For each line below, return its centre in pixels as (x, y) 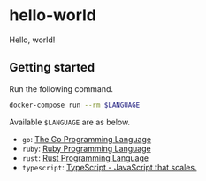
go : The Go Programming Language (87, 139)
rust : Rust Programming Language (85, 158)
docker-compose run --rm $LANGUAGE (75, 105)
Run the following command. (61, 88)
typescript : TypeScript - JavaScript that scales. (109, 167)
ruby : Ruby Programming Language (87, 148)
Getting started (52, 68)
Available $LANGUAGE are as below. (70, 122)
